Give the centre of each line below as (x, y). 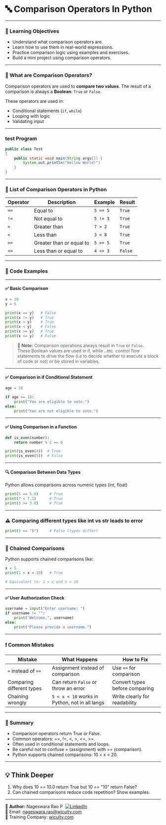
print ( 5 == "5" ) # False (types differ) (52, 531)
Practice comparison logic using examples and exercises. (71, 53)
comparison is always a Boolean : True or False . (53, 91)
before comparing (133, 688)
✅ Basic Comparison (27, 289)
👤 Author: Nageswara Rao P (34, 807)
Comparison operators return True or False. (57, 734)
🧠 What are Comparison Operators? (49, 75)
